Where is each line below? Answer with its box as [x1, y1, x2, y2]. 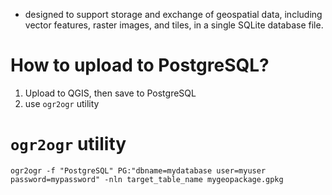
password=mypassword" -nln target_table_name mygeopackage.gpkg [10, 174, 284, 184]
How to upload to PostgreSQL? [10, 54, 270, 77]
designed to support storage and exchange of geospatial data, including [24, 9, 323, 20]
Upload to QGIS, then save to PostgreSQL [24, 87, 197, 99]
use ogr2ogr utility [24, 97, 100, 109]
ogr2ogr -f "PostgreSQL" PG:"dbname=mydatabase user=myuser [10, 165, 267, 176]
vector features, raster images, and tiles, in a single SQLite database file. [24, 19, 324, 31]
